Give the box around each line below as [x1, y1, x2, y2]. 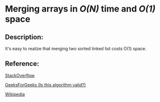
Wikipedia [5, 91, 25, 97]
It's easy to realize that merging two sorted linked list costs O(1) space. [5, 46, 147, 51]
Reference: [5, 59, 39, 68]
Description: [5, 33, 44, 41]
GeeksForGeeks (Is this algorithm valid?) [5, 82, 86, 87]
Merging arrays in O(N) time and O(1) [5, 3, 156, 15]
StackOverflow [5, 73, 35, 78]
